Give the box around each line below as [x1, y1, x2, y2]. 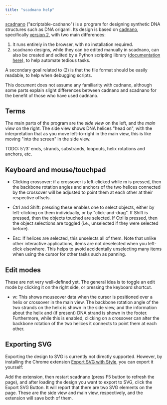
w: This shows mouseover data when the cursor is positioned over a [12, 294, 153, 300]
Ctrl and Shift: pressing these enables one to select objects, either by [12, 204, 155, 210]
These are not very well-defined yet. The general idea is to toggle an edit [5, 279, 156, 285]
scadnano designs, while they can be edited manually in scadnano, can [12, 46, 160, 52]
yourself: [5, 364, 23, 370]
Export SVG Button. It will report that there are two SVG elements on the [5, 384, 153, 390]
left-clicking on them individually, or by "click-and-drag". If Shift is [12, 210, 148, 216]
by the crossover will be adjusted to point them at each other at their [12, 189, 153, 195]
